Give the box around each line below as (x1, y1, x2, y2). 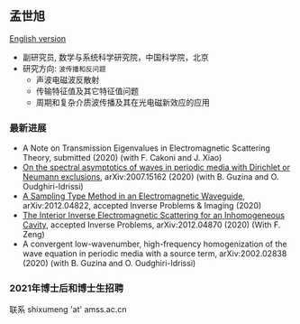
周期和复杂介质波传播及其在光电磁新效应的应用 (35, 97, 210, 107)
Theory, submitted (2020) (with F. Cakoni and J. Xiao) (22, 153, 223, 163)
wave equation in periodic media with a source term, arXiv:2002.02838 (22, 248, 287, 259)
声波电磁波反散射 (35, 74, 100, 85)
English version (9, 32, 67, 43)
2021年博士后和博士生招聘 (9, 282, 124, 295)
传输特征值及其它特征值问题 (35, 85, 140, 97)
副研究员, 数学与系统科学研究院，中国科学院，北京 (22, 51, 209, 62)
